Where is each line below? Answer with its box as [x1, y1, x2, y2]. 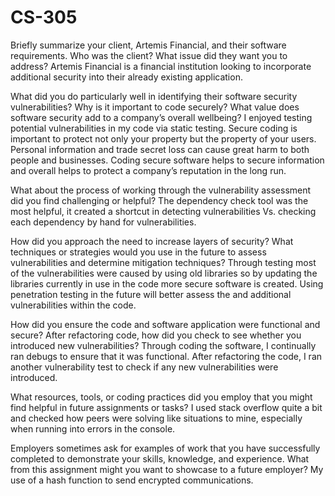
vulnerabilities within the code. [10, 299, 137, 311]
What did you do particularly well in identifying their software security [10, 90, 298, 102]
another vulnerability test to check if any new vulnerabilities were [10, 361, 279, 373]
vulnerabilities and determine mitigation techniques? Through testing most [10, 256, 317, 268]
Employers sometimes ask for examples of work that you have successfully [10, 442, 321, 454]
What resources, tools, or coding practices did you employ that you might [10, 391, 313, 403]
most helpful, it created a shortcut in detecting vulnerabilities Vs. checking [10, 205, 317, 217]
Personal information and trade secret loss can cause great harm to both [10, 143, 310, 155]
